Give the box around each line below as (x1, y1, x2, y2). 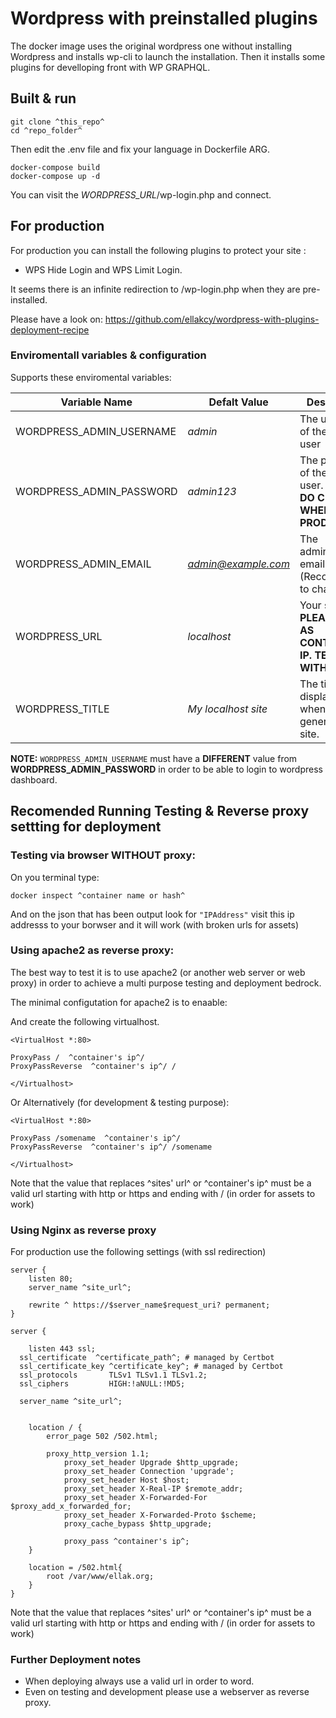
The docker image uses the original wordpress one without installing (10, 40, 293, 52)
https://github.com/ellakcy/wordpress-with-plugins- (104, 313, 320, 325)
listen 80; (28, 1274, 74, 1284)
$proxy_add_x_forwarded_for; (10, 1502, 132, 1512)
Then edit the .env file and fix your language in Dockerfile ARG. (10, 143, 270, 155)
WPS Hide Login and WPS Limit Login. (24, 263, 183, 276)
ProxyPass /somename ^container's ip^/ (10, 1133, 182, 1143)
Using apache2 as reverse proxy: (10, 943, 175, 957)
